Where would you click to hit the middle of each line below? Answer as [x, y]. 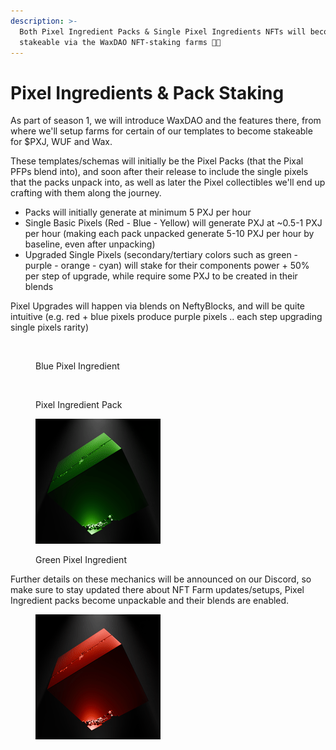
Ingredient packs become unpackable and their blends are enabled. [150, 601]
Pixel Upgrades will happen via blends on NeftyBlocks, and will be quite [158, 306]
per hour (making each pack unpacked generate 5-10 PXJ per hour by [169, 234]
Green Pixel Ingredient [81, 560]
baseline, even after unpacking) [90, 244]
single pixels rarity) [50, 327]
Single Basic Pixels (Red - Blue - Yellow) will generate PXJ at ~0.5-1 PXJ [173, 223]
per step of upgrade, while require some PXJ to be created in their [161, 276]
